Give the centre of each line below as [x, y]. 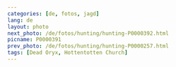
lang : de [20, 20]
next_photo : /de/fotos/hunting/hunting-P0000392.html [88, 33]
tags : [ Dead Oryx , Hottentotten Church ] [68, 53]
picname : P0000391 [34, 40]
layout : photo [28, 27]
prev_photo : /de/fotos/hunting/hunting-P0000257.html [88, 46]
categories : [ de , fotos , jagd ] [53, 14]
